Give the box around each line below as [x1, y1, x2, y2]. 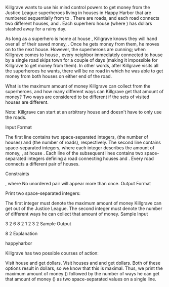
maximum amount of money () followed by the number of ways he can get [5, 271, 160, 276]
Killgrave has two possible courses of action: [5, 250, 99, 256]
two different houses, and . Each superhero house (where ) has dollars [5, 20, 152, 26]
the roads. [5, 114, 27, 120]
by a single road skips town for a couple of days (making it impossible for [5, 57, 158, 63]
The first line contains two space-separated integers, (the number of [5, 134, 148, 140]
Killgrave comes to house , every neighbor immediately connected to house [5, 52, 163, 58]
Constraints [5, 171, 29, 177]
